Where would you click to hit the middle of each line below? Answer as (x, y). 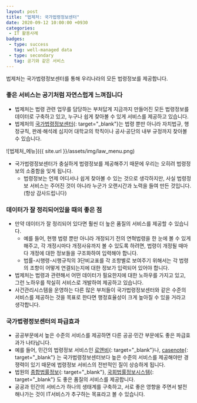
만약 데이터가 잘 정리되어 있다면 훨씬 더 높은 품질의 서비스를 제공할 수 (94, 224)
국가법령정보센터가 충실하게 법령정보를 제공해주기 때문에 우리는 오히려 (95, 163)
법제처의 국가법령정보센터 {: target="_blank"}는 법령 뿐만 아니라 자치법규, (99, 124)
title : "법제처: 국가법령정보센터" (43, 17)
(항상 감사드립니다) (45, 193)
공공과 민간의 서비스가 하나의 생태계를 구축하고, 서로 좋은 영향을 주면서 (95, 387)
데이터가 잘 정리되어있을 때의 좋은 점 (54, 210)
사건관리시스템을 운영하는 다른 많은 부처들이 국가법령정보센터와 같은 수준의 (100, 290)
